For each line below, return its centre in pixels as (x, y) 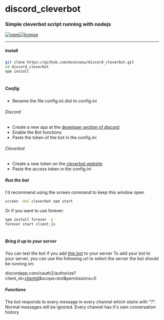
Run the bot (17, 180)
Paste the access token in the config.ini (52, 169)
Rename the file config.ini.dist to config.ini (54, 100)
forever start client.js (30, 224)
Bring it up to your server (31, 241)
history (12, 312)
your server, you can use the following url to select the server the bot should (82, 259)
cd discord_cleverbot (27, 67)
